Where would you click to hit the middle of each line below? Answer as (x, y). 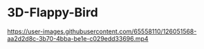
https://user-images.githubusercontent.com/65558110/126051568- (102, 31)
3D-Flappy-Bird (53, 13)
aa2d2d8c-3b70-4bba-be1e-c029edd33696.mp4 (78, 38)
